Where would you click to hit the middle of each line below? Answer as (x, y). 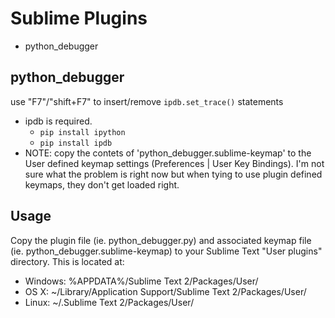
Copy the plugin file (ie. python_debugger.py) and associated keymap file (161, 240)
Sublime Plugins (79, 18)
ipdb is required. (58, 121)
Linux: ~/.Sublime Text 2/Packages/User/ (109, 302)
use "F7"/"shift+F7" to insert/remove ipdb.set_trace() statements (147, 101)
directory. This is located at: (67, 261)
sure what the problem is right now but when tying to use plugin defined (173, 174)
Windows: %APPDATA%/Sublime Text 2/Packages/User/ (141, 281)
